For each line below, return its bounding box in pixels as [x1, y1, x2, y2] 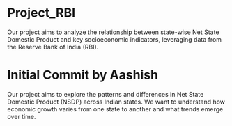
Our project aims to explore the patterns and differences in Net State [7, 90, 204, 98]
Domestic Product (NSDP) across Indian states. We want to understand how [7, 97, 225, 106]
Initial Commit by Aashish [7, 68, 159, 83]
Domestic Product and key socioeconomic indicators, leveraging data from [7, 35, 222, 43]
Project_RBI [7, 5, 76, 21]
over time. [7, 112, 36, 120]
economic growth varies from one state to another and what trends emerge [7, 104, 224, 113]
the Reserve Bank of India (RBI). [7, 42, 99, 51]
